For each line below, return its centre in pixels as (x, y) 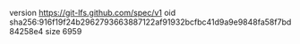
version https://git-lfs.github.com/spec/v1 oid (93, 13)
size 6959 (64, 31)
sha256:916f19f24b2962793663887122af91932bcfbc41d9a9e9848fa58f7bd (150, 22)
